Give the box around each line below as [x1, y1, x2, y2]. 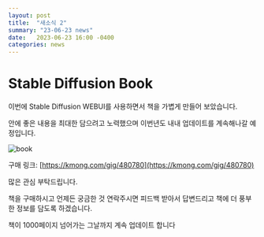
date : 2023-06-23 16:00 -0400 [8, 33, 114, 42]
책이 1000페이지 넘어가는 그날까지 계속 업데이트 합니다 [8, 220, 176, 230]
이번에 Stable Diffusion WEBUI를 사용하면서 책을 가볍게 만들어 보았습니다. [8, 102, 238, 111]
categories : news [8, 41, 65, 49]
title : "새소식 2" [8, 19, 67, 27]
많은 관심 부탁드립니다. [8, 177, 78, 187]
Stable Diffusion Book [8, 75, 154, 93]
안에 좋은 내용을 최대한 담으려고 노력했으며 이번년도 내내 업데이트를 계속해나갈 [8, 119, 248, 128]
